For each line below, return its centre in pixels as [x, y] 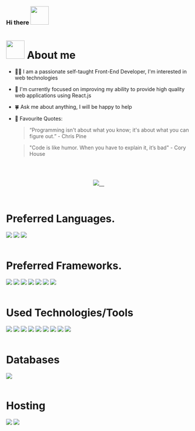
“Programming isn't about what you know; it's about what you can [109, 130]
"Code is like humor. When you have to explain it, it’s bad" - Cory [107, 148]
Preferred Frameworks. [64, 265]
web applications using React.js [53, 95]
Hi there [18, 22]
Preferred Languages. [61, 219]
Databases [33, 360]
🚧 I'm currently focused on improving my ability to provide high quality [100, 89]
